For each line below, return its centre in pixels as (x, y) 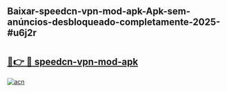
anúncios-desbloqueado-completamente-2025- (114, 22)
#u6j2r (22, 33)
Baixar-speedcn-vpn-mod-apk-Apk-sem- (99, 11)
